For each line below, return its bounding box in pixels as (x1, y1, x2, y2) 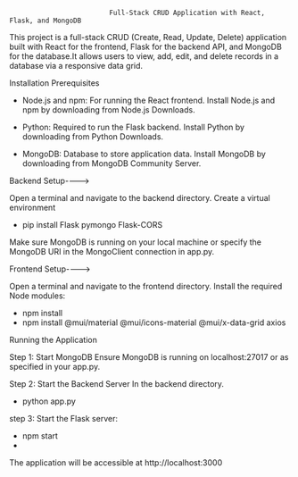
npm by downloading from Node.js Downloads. (21, 105, 195, 115)
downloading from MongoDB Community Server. (21, 158, 202, 169)
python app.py (21, 396, 76, 406)
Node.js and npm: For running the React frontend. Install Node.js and (21, 95, 276, 105)
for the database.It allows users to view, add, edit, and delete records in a (9, 51, 279, 62)
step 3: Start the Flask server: (9, 414, 119, 423)
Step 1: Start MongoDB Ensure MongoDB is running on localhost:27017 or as (9, 352, 289, 362)
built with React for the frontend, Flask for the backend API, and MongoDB (9, 41, 283, 52)
